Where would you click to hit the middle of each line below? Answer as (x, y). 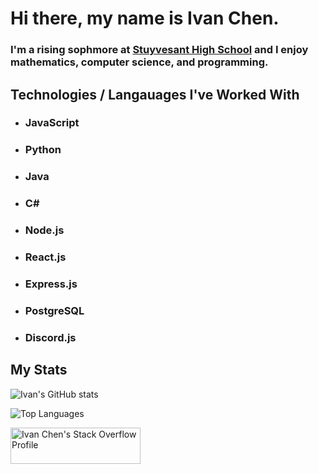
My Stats (39, 370)
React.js (45, 257)
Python (43, 150)
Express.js (51, 284)
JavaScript (52, 123)
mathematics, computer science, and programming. (139, 62)
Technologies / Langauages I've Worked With (155, 94)
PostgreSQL (54, 310)
